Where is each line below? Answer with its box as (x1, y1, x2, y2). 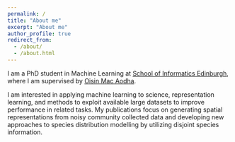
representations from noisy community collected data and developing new (7, 112, 224, 121)
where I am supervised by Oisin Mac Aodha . (7, 76, 137, 85)
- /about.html (13, 50, 55, 57)
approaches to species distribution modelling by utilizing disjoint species (7, 120, 219, 129)
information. (7, 128, 43, 136)
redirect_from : (7, 37, 52, 44)
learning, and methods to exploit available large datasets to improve (7, 97, 205, 106)
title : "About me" (7, 17, 62, 24)
